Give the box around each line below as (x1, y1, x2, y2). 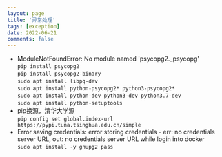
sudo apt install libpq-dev (17, 78, 98, 85)
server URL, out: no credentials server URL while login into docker (17, 135, 205, 143)
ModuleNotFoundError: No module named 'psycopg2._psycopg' (17, 54, 200, 63)
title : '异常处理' (7, 17, 57, 23)
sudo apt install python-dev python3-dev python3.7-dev (17, 92, 181, 100)
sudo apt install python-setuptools (17, 100, 123, 107)
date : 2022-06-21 (7, 29, 57, 36)
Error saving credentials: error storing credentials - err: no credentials (17, 128, 215, 136)
